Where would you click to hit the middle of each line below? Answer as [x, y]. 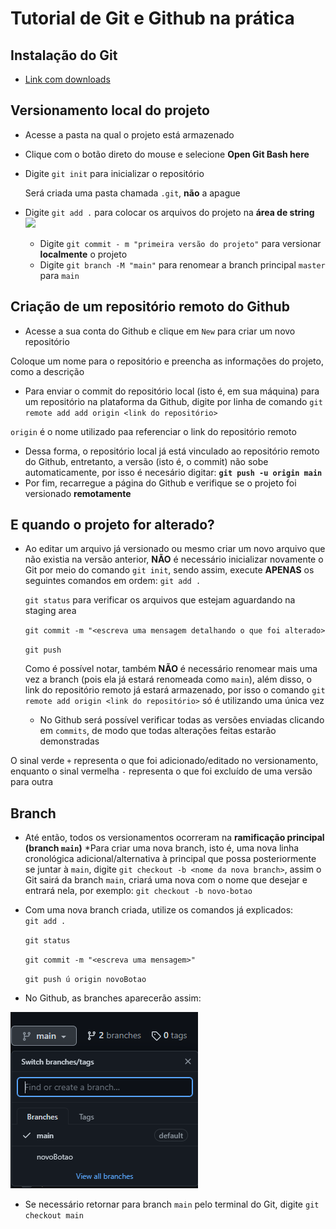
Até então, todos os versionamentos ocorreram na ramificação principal [174, 838]
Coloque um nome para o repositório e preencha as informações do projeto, [167, 361]
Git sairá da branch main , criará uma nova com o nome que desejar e [166, 880]
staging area [50, 611]
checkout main [54, 1216]
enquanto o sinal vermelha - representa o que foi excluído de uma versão [161, 771]
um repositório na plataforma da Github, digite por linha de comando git [173, 401]
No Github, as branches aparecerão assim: [113, 998]
